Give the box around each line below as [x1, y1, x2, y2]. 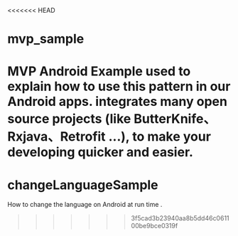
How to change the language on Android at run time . [7, 200, 163, 209]
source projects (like [7, 111, 131, 127]
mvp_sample [7, 31, 85, 47]
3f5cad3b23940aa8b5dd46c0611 [131, 214, 229, 222]
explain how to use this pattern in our [7, 78, 231, 95]
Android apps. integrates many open [7, 94, 227, 109]
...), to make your [108, 129, 212, 145]
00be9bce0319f [131, 222, 178, 230]
